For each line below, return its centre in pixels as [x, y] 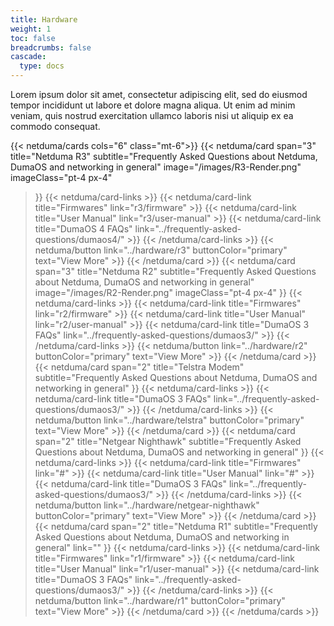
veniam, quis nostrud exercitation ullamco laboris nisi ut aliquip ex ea [152, 115]
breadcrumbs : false [51, 47]
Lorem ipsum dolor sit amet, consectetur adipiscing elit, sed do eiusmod [159, 94]
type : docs [42, 66]
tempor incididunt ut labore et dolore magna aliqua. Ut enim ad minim [153, 105]
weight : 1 [31, 29]
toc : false [33, 38]
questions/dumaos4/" [79, 239]
